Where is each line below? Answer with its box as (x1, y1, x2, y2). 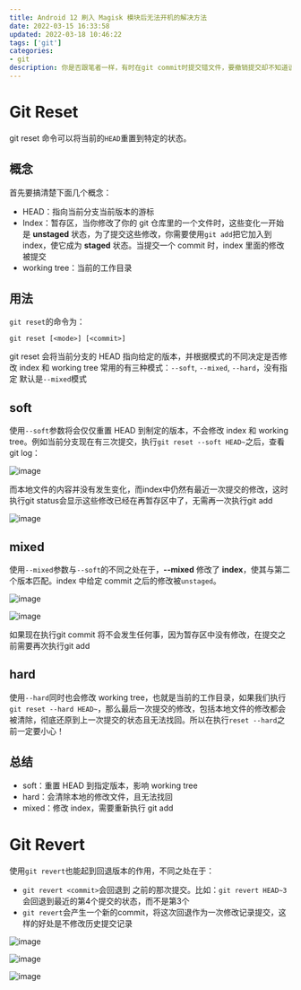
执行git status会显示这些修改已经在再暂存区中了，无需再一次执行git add (9, 495, 273, 506)
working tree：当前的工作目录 (21, 262, 133, 273)
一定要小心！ (16, 725, 64, 736)
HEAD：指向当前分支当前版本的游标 (21, 206, 155, 216)
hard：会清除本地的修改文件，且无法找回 (21, 791, 173, 802)
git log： (9, 448, 40, 459)
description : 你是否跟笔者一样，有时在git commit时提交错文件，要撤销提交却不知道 (9, 64, 288, 73)
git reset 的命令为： (9, 316, 85, 328)
